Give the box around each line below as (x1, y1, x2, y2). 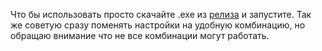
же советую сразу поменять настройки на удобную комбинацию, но (10, 19, 306, 31)
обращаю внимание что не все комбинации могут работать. (10, 30, 270, 41)
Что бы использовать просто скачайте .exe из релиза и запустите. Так (10, 9, 312, 20)
